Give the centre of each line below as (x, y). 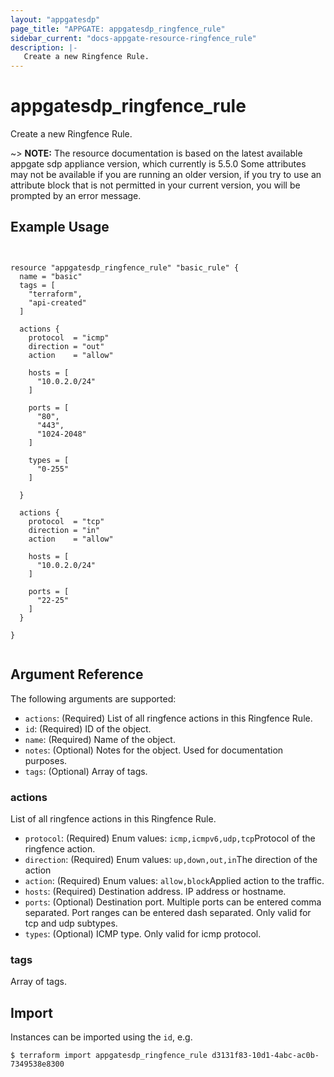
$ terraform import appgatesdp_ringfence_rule (109, 1056)
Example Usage (60, 227)
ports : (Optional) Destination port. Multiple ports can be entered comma (173, 902)
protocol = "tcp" (66, 521)
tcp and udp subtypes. (71, 923)
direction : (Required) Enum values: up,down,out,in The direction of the (171, 859)
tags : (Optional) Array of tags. (86, 771)
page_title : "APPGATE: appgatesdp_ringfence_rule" (118, 29)
